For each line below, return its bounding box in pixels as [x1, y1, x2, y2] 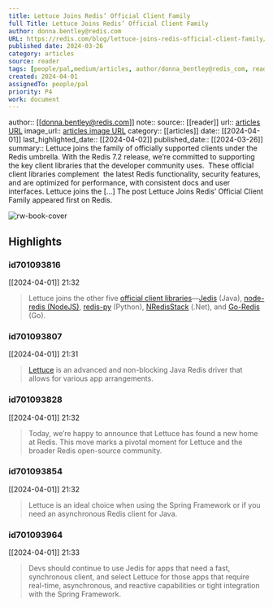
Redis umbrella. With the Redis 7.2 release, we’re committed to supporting [8, 152, 256, 162]
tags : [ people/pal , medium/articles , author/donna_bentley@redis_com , [8, 65, 249, 73]
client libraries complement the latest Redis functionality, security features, [8, 169, 262, 179]
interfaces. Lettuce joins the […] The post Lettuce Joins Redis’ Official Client [8, 186, 264, 196]
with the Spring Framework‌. [28, 589, 122, 599]
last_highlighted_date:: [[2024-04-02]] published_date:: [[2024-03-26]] [23, 135, 264, 145]
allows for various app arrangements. [28, 373, 154, 383]
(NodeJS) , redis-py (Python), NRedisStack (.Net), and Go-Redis [47, 302, 260, 312]
